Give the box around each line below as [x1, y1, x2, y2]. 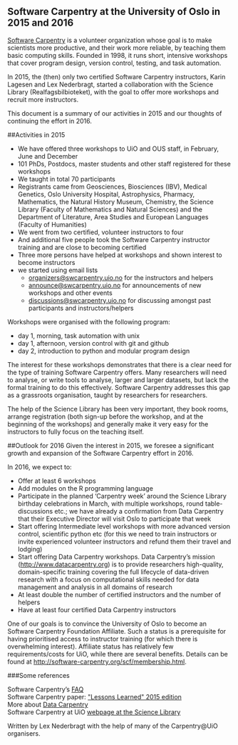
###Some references [7, 671, 70, 679]
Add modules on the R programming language [17, 484, 153, 492]
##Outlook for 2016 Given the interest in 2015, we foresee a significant [7, 441, 214, 449]
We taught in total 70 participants [17, 174, 115, 183]
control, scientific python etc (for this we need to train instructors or [17, 529, 217, 538]
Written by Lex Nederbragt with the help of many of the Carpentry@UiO [7, 721, 219, 730]
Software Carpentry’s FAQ [7, 685, 84, 694]
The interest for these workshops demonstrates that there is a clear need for [7, 360, 232, 369]
